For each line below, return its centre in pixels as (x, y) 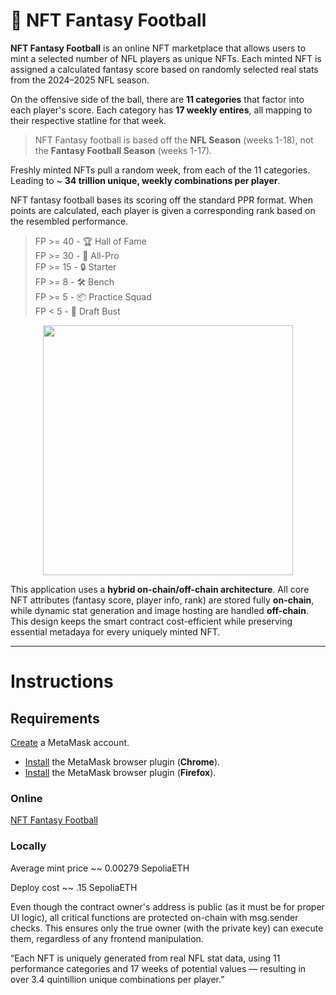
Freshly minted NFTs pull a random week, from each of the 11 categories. (160, 170)
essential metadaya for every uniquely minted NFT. (115, 631)
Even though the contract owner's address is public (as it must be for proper (167, 906)
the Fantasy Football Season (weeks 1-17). (123, 150)
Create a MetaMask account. (70, 742)
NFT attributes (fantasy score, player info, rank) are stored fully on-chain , (162, 600)
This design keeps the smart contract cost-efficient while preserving (151, 621)
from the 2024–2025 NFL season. (80, 80)
